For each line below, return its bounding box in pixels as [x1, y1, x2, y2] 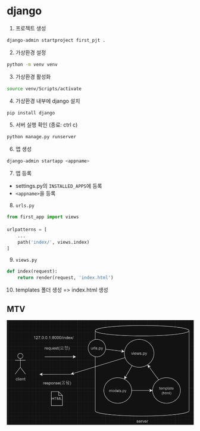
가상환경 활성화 [15, 73, 51, 80]
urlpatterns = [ [7, 227, 47, 232]
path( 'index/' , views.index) [17, 239, 90, 245]
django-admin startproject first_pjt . [7, 37, 106, 43]
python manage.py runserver [7, 134, 77, 140]
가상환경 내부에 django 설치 [15, 97, 80, 104]
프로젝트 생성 [15, 24, 46, 32]
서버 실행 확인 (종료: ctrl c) [15, 121, 78, 129]
